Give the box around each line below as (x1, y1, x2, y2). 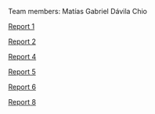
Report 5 (8, 67, 37, 77)
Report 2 (8, 37, 37, 46)
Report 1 (8, 22, 35, 30)
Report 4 (8, 52, 37, 61)
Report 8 (8, 98, 37, 106)
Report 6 (8, 82, 37, 91)
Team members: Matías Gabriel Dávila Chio (8, 7, 147, 16)
